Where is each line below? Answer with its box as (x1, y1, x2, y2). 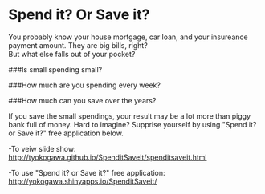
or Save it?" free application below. (8, 128, 124, 138)
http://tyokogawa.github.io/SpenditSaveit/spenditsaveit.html (8, 152, 207, 162)
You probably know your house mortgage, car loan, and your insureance (8, 32, 248, 42)
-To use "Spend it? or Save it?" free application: (8, 168, 165, 177)
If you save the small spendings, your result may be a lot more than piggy (8, 111, 251, 121)
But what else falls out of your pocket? (8, 49, 136, 59)
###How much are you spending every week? (8, 80, 161, 90)
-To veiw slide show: (8, 143, 76, 153)
